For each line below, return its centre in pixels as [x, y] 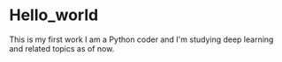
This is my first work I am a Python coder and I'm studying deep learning [141, 39]
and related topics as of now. [62, 48]
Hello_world [54, 15]
